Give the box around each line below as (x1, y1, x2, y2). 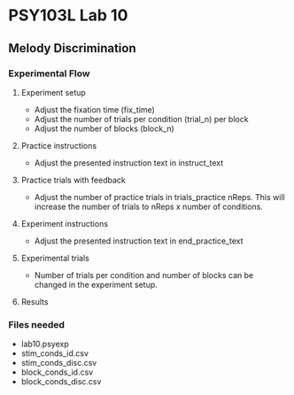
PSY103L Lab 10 (8, 5, 128, 26)
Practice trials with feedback (20, 174, 126, 185)
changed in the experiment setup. (34, 279, 159, 290)
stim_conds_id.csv (20, 348, 89, 359)
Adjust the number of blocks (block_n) (34, 123, 174, 134)
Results (20, 296, 49, 306)
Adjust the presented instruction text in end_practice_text (34, 236, 244, 246)
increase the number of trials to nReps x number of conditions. (34, 201, 263, 212)
